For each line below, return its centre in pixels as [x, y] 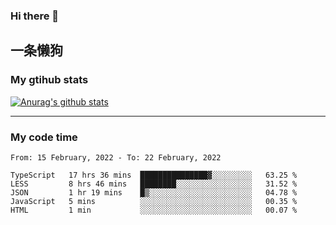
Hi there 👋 [35, 16]
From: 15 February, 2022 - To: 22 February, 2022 [116, 157]
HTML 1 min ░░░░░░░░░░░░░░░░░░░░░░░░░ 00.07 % [154, 210]
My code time [44, 137]
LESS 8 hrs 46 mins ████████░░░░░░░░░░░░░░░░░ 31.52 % [154, 184]
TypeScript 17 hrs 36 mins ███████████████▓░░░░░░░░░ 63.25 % [154, 175]
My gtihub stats [49, 80]
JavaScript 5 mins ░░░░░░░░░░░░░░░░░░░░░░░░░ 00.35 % [154, 201]
